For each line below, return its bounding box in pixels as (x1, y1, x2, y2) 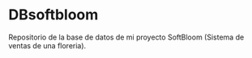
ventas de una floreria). (8, 40, 87, 50)
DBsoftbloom (8, 6, 99, 24)
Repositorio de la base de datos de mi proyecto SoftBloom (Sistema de (8, 32, 245, 42)
